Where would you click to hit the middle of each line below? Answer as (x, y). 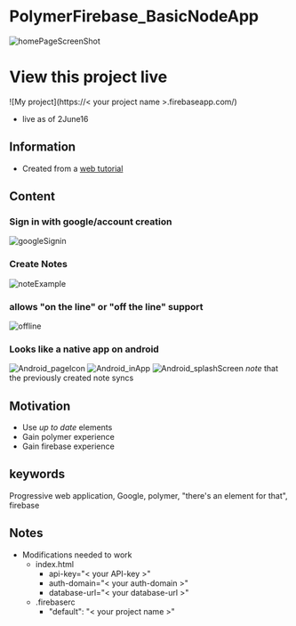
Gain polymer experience (68, 437)
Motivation (40, 406)
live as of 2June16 (55, 118)
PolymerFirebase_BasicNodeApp (134, 16)
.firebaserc (55, 602)
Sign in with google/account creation (91, 222)
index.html (54, 564)
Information (43, 147)
